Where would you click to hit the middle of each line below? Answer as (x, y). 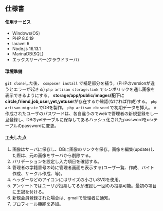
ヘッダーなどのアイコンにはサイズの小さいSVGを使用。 (67, 179)
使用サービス (18, 22)
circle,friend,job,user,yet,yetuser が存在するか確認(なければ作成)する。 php (81, 101)
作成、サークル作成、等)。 (38, 173)
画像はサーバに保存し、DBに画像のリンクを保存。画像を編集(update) (81, 149)
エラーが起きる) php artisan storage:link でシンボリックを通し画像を (84, 89)
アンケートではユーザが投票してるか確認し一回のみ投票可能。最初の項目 (84, 186)
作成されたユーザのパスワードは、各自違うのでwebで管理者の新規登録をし (80, 114)
